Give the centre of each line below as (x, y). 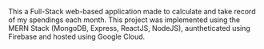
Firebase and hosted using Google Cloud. (77, 36)
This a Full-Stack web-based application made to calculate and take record (132, 11)
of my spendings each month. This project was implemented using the (124, 20)
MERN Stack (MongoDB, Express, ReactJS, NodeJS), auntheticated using (129, 28)
